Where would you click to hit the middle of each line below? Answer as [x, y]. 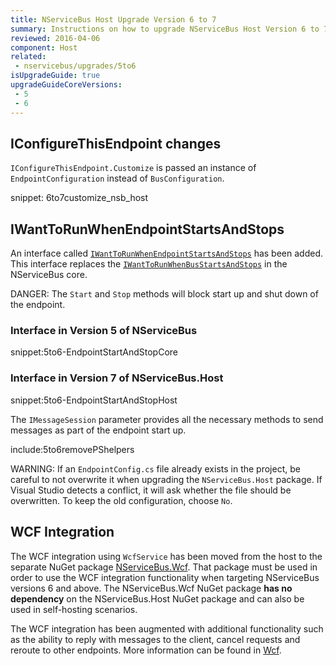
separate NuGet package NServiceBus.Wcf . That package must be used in [164, 567]
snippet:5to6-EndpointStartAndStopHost [94, 400]
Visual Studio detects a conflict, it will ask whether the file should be [151, 490]
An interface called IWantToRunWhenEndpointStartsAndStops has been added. [167, 253]
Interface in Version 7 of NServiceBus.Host [117, 378]
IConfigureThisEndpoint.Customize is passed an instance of [133, 168]
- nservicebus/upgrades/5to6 [75, 66]
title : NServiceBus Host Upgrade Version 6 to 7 [113, 19]
